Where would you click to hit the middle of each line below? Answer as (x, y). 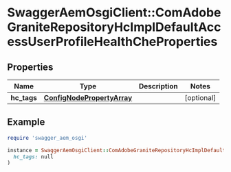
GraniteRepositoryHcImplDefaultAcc (114, 27)
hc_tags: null (33, 157)
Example (26, 122)
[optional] (200, 98)
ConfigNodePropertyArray (88, 98)
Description (158, 86)
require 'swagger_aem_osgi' (47, 138)
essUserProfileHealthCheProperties (112, 42)
